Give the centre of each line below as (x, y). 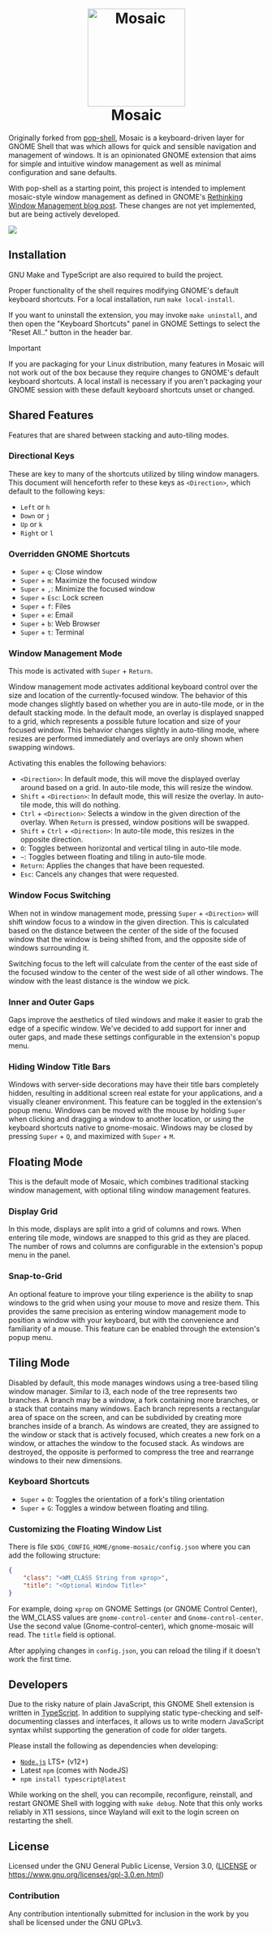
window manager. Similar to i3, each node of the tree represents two (123, 1391)
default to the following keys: (57, 491)
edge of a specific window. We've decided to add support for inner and (127, 1029)
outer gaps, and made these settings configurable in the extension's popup (134, 1037)
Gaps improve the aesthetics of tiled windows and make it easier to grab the (136, 1020)
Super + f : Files (45, 606)
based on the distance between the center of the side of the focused (123, 930)
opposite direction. (52, 840)
